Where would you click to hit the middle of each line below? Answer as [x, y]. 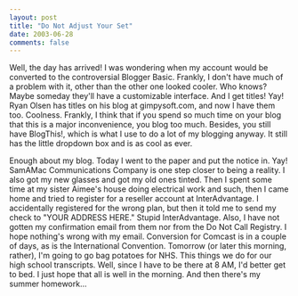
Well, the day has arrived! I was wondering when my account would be [139, 68]
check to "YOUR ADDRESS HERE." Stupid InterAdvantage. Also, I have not [145, 218]
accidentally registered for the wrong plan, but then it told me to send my [143, 208]
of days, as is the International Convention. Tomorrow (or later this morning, [148, 246]
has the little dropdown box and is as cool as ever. [101, 144]
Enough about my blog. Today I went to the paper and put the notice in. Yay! [149, 160]
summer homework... [48, 284]
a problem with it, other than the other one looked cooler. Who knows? [138, 86]
